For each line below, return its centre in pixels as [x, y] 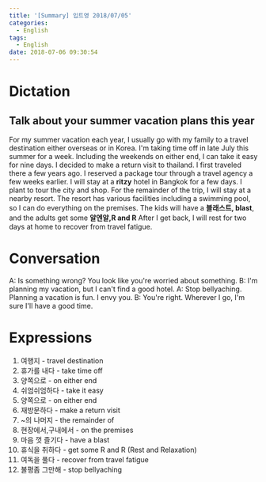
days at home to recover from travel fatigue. [81, 227]
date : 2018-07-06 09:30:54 [53, 52]
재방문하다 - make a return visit [70, 410]
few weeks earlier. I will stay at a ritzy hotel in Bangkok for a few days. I [125, 182]
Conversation [55, 259]
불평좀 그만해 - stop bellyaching [71, 469]
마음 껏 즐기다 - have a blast [65, 439]
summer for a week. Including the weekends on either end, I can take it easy [133, 156]
